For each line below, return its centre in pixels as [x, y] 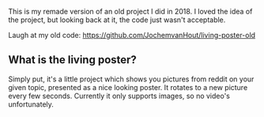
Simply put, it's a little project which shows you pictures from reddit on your [131, 79]
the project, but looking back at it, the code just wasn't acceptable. [117, 20]
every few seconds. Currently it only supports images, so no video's [119, 96]
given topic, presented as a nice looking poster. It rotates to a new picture [128, 87]
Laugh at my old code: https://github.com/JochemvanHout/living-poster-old [132, 35]
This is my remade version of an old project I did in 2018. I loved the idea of [130, 11]
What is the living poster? [72, 60]
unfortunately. [31, 104]
